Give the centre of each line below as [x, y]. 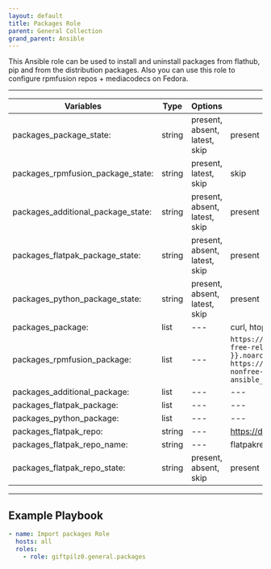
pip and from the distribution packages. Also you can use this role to [122, 70]
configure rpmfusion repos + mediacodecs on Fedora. [98, 79]
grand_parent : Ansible [46, 38]
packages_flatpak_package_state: [77, 256]
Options [207, 106]
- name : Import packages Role [59, 534]
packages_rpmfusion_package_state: [83, 173]
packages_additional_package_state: [82, 212]
